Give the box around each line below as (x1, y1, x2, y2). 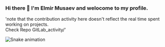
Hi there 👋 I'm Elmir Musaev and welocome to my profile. (5, 5, 148, 12)
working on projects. (5, 21, 49, 27)
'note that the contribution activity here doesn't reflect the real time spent (5, 16, 160, 22)
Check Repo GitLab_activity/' (5, 27, 66, 33)
